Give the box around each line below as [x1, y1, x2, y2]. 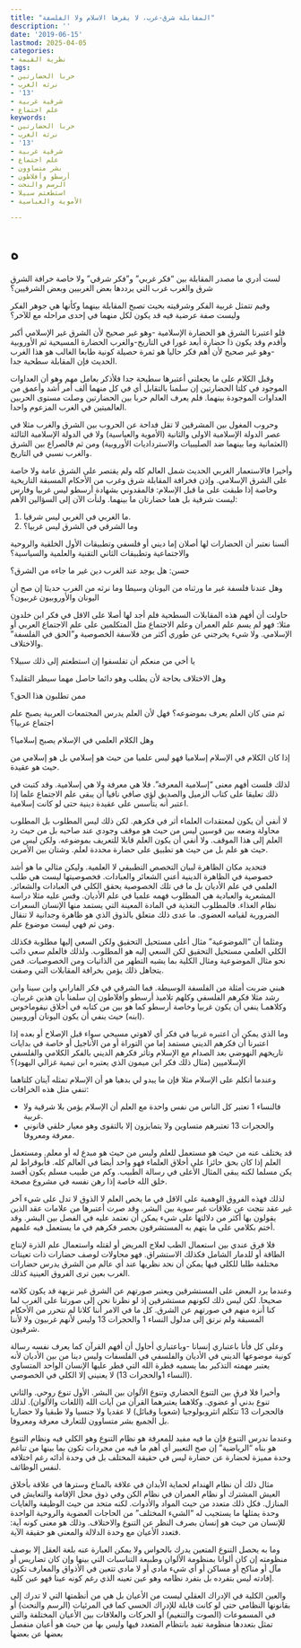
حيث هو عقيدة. [10, 761, 60, 772]
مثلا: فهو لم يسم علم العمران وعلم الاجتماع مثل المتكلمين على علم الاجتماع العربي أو [10, 619, 291, 630]
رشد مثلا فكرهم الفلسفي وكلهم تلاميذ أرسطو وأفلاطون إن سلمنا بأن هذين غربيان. [10, 991, 280, 1002]
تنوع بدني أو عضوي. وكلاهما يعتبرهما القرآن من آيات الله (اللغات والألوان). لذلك [10, 1396, 271, 1406]
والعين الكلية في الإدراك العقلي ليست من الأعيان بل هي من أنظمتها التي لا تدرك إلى [10, 1590, 287, 1600]
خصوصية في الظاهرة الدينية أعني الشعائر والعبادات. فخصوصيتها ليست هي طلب [10, 870, 274, 881]
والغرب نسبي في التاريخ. [10, 447, 92, 458]
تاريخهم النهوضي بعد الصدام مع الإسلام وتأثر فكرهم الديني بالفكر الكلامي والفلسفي [10, 1047, 284, 1058]
